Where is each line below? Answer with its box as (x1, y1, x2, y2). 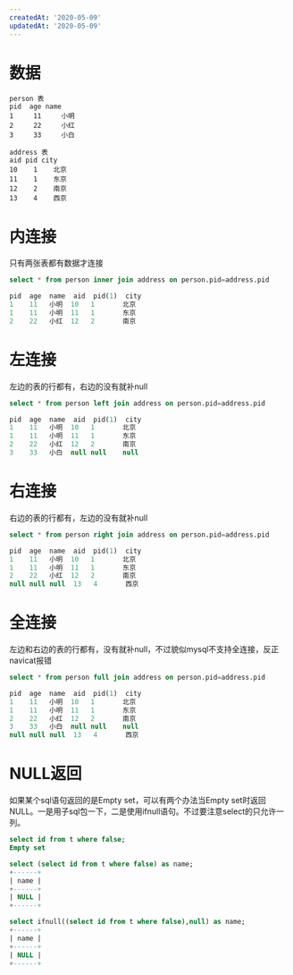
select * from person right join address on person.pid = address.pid (9, 530, 270, 539)
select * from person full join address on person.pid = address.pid (9, 673, 266, 682)
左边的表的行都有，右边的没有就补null (9, 381, 148, 392)
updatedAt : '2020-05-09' (9, 21, 102, 30)
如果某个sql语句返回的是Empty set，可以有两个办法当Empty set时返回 (9, 795, 266, 806)
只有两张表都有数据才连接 (9, 258, 104, 268)
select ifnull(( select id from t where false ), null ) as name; (9, 918, 246, 927)
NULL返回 (9, 764, 82, 784)
